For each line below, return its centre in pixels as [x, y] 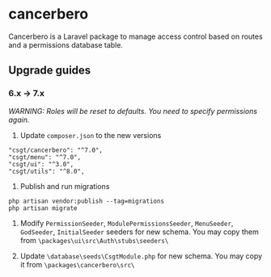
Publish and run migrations [65, 186]
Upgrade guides [50, 71]
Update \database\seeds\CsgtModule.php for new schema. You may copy [141, 256]
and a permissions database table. [66, 44]
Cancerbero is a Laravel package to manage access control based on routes [135, 36]
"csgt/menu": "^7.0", [45, 157]
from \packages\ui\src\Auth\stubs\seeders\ [94, 240]
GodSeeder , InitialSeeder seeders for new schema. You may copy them [139, 232]
